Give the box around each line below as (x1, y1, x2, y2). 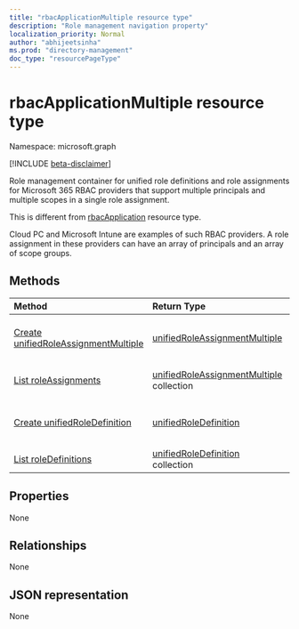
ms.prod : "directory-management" (9, 46, 133, 55)
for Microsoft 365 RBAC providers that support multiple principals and (9, 184, 265, 196)
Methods (9, 273, 61, 289)
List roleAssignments (13, 374, 101, 386)
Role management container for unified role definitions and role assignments (9, 175, 290, 186)
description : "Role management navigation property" (9, 21, 209, 30)
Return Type (152, 300, 206, 312)
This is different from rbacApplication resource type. (9, 211, 202, 222)
